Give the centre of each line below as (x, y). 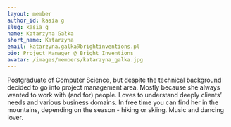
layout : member (30, 14)
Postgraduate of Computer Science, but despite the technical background (114, 80)
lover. (15, 117)
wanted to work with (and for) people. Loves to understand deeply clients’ (114, 95)
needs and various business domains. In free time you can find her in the (113, 102)
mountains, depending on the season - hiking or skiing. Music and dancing (115, 109)
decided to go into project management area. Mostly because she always (114, 87)
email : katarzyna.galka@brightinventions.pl (74, 47)
